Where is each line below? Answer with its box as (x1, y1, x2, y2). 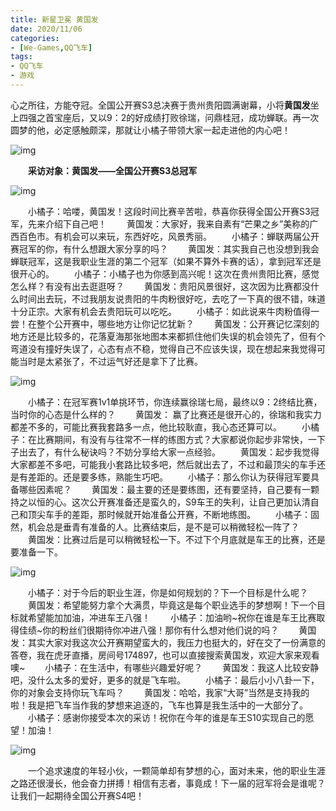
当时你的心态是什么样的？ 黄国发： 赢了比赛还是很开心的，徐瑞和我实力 (10, 408, 322, 420)
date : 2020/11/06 (10, 24, 83, 34)
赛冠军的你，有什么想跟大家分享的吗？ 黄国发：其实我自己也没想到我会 (10, 242, 320, 255)
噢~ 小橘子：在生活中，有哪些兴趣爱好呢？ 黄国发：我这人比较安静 (10, 661, 320, 673)
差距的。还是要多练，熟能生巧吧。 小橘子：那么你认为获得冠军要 (27, 471, 311, 483)
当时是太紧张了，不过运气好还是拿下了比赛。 (18, 355, 203, 367)
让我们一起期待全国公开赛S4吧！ (10, 789, 145, 801)
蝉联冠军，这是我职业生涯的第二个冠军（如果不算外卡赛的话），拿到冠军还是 (10, 255, 322, 267)
